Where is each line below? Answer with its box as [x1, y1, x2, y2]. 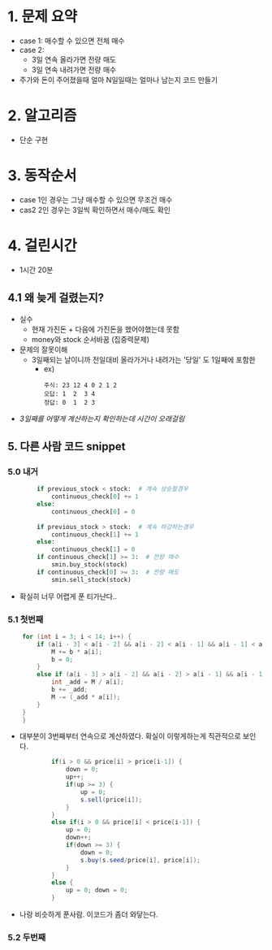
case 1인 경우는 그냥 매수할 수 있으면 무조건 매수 [19, 194, 173, 204]
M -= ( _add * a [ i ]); [50, 692, 121, 701]
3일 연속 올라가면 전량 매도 [31, 54, 117, 64]
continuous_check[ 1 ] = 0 [50, 545, 136, 553]
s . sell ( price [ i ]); [80, 796, 143, 804]
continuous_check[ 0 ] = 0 [50, 507, 136, 516]
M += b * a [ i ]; [50, 648, 103, 656]
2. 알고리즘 [7, 106, 77, 125]
